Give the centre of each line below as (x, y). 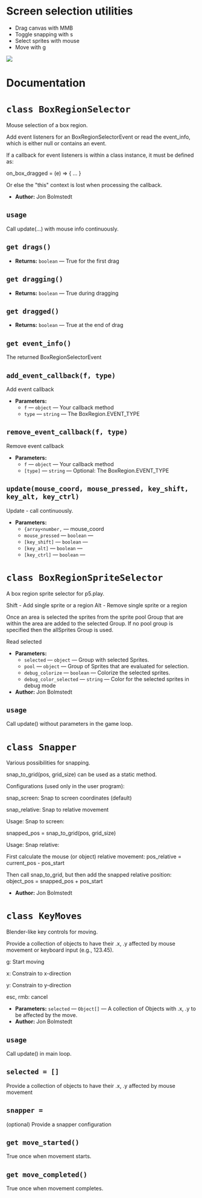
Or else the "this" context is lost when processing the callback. (84, 185)
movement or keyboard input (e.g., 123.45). (60, 950)
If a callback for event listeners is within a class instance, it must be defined (100, 155)
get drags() (29, 247)
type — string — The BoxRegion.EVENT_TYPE (82, 413)
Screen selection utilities (70, 11)
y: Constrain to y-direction (39, 986)
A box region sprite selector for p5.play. (55, 593)
